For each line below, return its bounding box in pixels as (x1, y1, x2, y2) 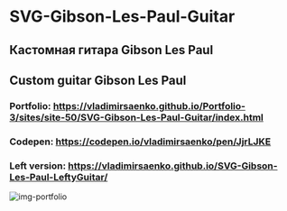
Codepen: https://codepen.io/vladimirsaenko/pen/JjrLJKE (9, 135, 272, 148)
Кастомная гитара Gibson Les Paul (9, 42, 214, 58)
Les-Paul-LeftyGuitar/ (9, 170, 108, 183)
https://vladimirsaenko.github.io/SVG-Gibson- (67, 160, 278, 172)
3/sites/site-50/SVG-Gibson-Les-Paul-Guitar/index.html (9, 111, 264, 124)
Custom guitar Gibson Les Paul (9, 72, 187, 87)
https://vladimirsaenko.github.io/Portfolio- (52, 99, 246, 112)
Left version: (9, 160, 66, 172)
